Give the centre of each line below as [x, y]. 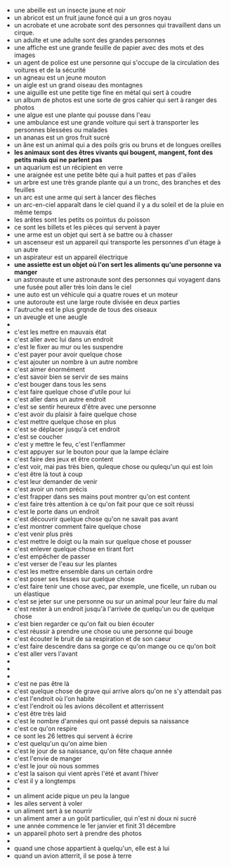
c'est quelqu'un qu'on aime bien [60, 743]
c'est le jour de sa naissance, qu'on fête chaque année [93, 751]
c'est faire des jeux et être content [64, 459]
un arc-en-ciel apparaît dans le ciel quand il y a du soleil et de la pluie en [119, 205]
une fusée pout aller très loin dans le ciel [73, 287]
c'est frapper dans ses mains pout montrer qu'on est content [102, 497]
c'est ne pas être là [42, 684]
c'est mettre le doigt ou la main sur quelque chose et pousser [103, 541]
